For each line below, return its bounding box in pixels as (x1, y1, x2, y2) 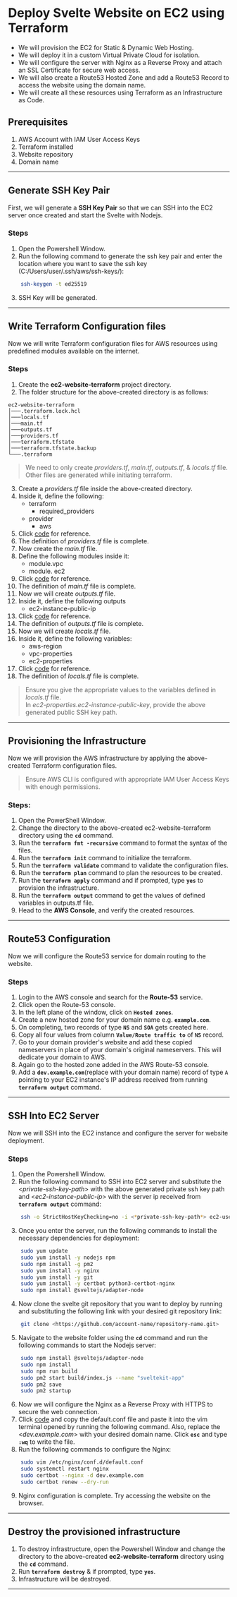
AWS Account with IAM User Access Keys (18, 135, 140, 143)
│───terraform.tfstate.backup (8, 445, 97, 452)
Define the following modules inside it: (18, 552, 129, 560)
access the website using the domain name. (18, 80, 146, 89)
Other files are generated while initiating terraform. (25, 471, 173, 479)
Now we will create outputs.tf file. (18, 589, 116, 598)
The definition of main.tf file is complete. (18, 581, 136, 590)
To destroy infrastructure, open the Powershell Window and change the (18, 1544, 226, 1553)
